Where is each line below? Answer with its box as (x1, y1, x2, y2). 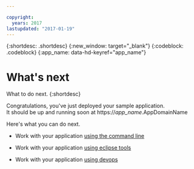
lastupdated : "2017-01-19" (6, 26, 75, 32)
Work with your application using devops (15, 156, 118, 164)
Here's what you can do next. (6, 120, 81, 128)
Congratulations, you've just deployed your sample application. (6, 102, 165, 110)
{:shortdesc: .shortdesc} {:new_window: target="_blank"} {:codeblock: (6, 42, 184, 49)
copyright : (6, 14, 34, 20)
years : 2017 (12, 20, 43, 26)
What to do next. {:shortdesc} (6, 90, 81, 98)
